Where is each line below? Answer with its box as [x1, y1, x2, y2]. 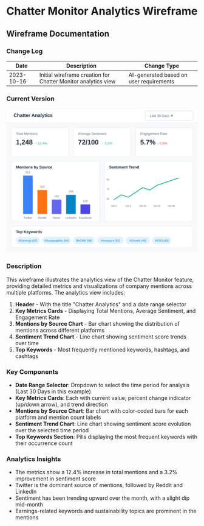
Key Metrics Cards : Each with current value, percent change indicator [15, 394, 191, 402]
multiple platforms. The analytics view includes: [6, 289, 126, 296]
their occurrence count [15, 440, 73, 447]
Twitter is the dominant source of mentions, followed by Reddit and [15, 482, 183, 489]
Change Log [6, 47, 43, 55]
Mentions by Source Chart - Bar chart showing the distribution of [15, 320, 180, 327]
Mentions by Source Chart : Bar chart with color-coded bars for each [15, 407, 188, 415]
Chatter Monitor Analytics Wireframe [6, 4, 198, 18]
